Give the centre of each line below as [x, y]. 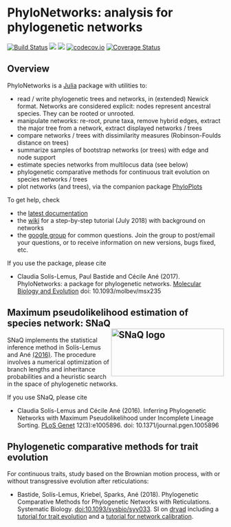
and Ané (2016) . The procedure [52, 354]
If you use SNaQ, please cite [47, 397]
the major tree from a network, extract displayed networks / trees [110, 128]
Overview [29, 69]
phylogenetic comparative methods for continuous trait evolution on [113, 172]
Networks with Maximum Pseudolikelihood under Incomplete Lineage [115, 418]
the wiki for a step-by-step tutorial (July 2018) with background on [111, 220]
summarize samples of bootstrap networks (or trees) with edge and [113, 150]
